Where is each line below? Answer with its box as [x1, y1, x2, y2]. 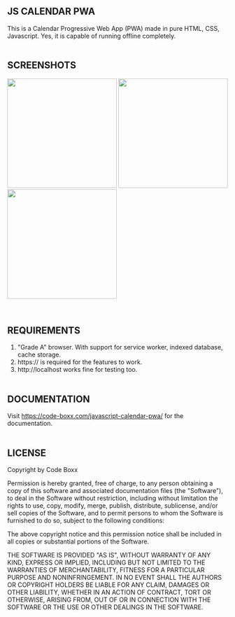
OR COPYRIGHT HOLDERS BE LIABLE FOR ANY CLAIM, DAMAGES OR [7, 581, 210, 589]
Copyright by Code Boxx [7, 466, 78, 474]
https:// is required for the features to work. [17, 358, 143, 366]
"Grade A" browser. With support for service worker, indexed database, [17, 343, 223, 352]
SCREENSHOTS [7, 60, 77, 71]
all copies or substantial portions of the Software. [7, 537, 149, 546]
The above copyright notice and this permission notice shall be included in [7, 530, 222, 539]
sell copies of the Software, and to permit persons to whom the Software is [7, 509, 224, 518]
